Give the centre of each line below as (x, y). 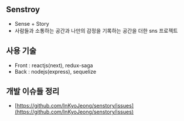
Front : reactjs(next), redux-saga (54, 65)
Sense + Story (32, 23)
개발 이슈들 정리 (33, 91)
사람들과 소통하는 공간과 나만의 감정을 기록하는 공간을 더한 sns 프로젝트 (96, 30)
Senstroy (23, 10)
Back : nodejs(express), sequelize (55, 71)
